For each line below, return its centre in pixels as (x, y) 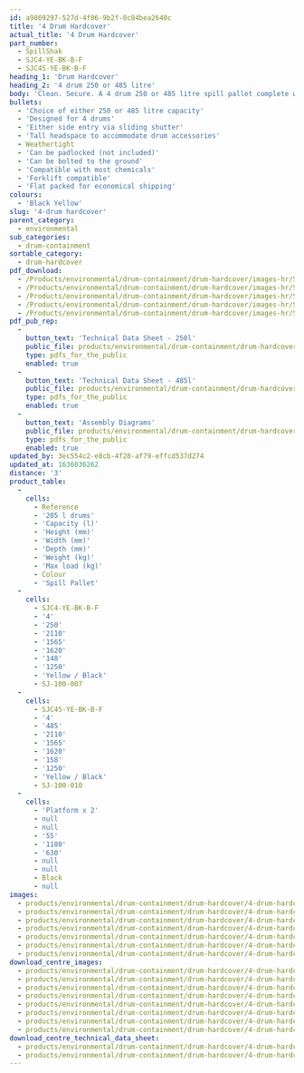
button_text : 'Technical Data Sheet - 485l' (111, 380)
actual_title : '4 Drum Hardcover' (75, 34)
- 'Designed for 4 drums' (66, 119)
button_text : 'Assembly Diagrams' (90, 423)
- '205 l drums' (64, 515)
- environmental (48, 229)
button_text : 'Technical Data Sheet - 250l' (111, 338)
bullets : (26, 102)
